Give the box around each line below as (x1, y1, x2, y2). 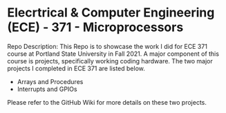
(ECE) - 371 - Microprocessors (7, 19, 184, 35)
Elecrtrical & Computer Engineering (7, 5, 215, 21)
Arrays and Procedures (17, 77, 84, 85)
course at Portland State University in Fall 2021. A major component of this (7, 50, 220, 58)
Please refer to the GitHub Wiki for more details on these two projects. (7, 98, 207, 106)
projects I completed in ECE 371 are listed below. (7, 64, 145, 72)
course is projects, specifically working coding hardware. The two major (7, 56, 213, 65)
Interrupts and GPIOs (17, 85, 77, 93)
